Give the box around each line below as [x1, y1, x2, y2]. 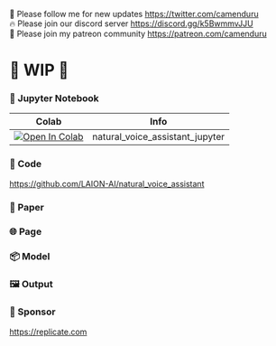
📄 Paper [9, 201, 45, 213]
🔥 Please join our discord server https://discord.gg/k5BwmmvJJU [9, 18, 254, 29]
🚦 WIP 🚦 [9, 60, 69, 80]
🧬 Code [9, 158, 42, 171]
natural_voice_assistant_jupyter [92, 131, 225, 144]
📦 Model [9, 249, 51, 262]
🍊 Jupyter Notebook [9, 92, 99, 105]
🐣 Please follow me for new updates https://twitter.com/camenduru [9, 9, 259, 19]
